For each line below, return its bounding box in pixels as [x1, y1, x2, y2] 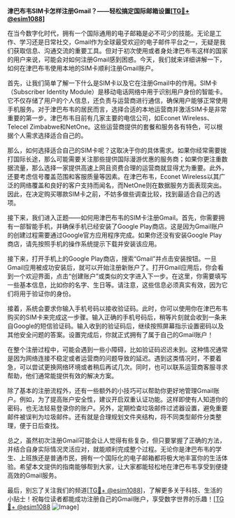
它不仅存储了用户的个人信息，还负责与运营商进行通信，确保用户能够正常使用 [7, 96, 228, 104]
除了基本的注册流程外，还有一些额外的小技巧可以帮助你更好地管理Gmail [7, 387, 214, 394]
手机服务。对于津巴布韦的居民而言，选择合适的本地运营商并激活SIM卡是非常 [7, 105, 227, 113]
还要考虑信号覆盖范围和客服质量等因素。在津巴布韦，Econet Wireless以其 [7, 173, 220, 180]
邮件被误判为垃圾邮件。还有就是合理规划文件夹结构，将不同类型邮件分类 [7, 412, 215, 421]
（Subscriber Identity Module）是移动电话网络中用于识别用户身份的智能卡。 [7, 87, 227, 96]
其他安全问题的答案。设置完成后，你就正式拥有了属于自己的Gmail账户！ [7, 331, 214, 338]
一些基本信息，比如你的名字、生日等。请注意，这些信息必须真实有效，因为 [7, 281, 222, 289]
